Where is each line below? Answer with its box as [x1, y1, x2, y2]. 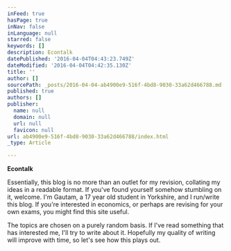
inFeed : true [7, 10, 45, 17]
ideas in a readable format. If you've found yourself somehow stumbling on [7, 186, 222, 194]
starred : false [7, 36, 51, 43]
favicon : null [13, 127, 54, 133]
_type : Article [7, 140, 51, 147]
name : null [13, 107, 45, 114]
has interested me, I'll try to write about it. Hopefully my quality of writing [7, 229, 216, 237]
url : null [13, 120, 42, 127]
